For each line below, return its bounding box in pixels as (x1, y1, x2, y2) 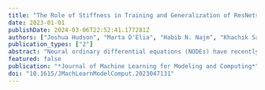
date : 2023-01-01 (8, 19, 65, 27)
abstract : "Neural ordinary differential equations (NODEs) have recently (8, 48, 259, 56)
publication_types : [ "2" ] (8, 41, 93, 49)
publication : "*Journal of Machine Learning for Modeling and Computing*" (8, 63, 259, 70)
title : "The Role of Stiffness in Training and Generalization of (8, 11, 231, 20)
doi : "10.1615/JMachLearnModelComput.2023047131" (8, 70, 175, 77)
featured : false (8, 56, 62, 63)
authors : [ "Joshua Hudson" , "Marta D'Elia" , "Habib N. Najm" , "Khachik (8, 33, 248, 41)
